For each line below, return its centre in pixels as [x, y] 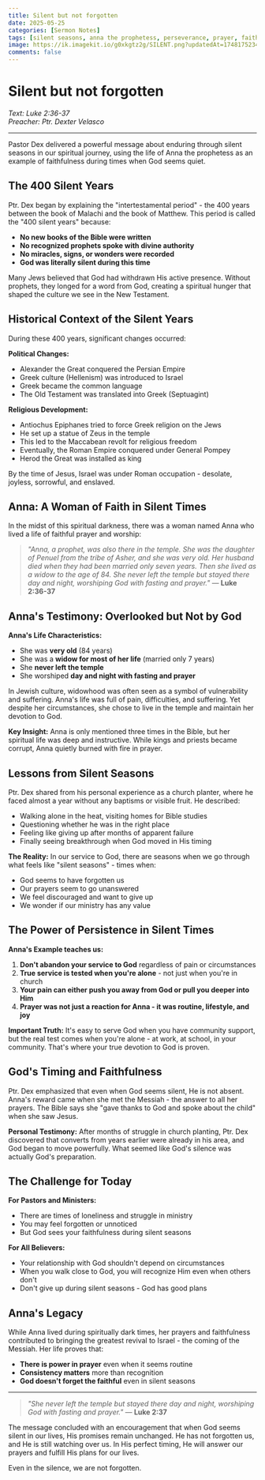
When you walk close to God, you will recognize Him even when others [135, 1271]
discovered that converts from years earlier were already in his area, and [126, 1139]
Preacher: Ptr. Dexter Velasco [56, 121]
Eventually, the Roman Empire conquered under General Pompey [125, 450]
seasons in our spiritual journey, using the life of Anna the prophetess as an [131, 153]
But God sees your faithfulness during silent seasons [105, 1233]
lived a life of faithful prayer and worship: [75, 534]
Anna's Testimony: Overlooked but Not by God [125, 616]
